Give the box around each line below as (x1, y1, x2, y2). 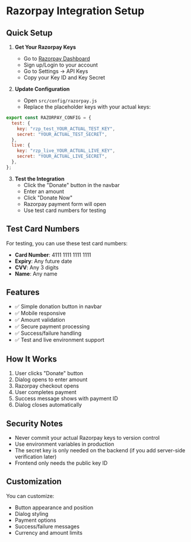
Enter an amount (23, 188, 64, 195)
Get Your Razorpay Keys (14, 43, 76, 50)
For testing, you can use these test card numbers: (6, 239, 128, 247)
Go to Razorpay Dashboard (23, 55, 90, 62)
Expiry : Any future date (14, 257, 72, 265)
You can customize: (6, 492, 55, 499)
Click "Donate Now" (23, 194, 73, 201)
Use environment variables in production (14, 440, 114, 448)
